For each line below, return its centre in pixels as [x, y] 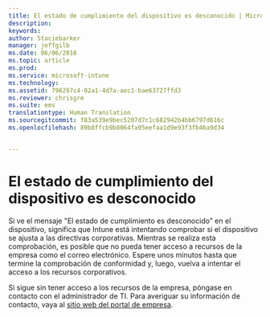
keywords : [25, 30]
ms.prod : [23, 68]
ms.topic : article [39, 61]
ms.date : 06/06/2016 [43, 53]
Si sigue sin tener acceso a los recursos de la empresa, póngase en [120, 287]
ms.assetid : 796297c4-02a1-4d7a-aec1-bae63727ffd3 [95, 90]
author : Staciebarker [45, 38]
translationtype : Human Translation [70, 113]
